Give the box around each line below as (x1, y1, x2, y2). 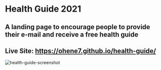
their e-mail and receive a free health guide (5, 30, 139, 38)
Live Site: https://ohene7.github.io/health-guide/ (5, 47, 157, 55)
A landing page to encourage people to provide (5, 23, 150, 31)
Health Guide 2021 (5, 3, 81, 15)
